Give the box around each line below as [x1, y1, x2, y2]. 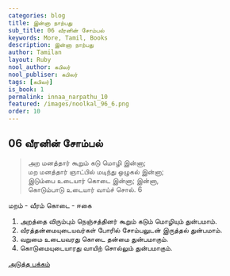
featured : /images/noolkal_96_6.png [8, 100, 129, 108]
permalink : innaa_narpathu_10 [8, 93, 109, 101]
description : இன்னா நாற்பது [8, 41, 94, 49]
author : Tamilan [8, 48, 62, 56]
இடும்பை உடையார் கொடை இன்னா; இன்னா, [27, 175, 159, 185]
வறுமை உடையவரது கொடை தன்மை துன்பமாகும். [19, 234, 169, 243]
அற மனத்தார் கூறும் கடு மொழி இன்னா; [27, 158, 147, 167]
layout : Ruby [8, 56, 52, 64]
